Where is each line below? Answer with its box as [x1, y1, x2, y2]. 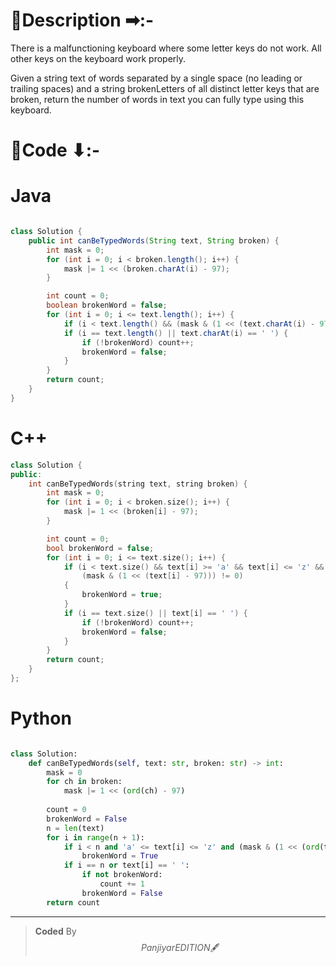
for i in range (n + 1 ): [46, 832, 145, 843]
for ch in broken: [46, 777, 123, 787]
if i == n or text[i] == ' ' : [63, 860, 190, 871]
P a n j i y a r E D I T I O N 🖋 [140, 941, 220, 953]
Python [10, 707, 72, 730]
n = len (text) [46, 823, 105, 833]
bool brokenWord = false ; [46, 543, 155, 553]
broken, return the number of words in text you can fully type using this [10, 93, 305, 105]
